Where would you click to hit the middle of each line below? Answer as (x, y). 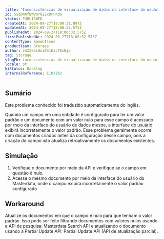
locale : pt (16, 64)
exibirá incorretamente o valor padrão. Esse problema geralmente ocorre (78, 130)
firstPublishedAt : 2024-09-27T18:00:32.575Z (51, 37)
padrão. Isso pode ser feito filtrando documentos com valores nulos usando (81, 221)
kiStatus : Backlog (24, 69)
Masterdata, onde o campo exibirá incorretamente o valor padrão (78, 183)
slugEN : (13, 60)
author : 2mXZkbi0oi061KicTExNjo (38, 50)
